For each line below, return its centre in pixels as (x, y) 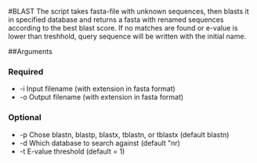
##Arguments (30, 51)
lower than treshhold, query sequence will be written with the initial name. (127, 36)
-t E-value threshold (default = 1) (72, 151)
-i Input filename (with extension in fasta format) (98, 89)
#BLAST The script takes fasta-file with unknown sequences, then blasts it (128, 11)
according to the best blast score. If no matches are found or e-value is (123, 28)
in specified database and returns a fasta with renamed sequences (116, 20)
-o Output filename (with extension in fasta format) (101, 97)
